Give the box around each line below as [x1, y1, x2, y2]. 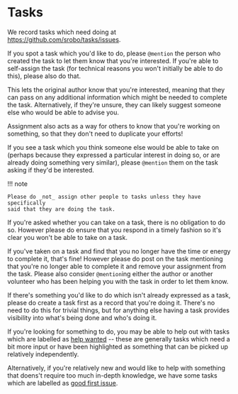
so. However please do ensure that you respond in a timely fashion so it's [7, 225, 222, 234]
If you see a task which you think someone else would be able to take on [7, 143, 220, 151]
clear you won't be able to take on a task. [7, 233, 127, 241]
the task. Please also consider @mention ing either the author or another [7, 269, 214, 278]
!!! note [7, 179, 28, 188]
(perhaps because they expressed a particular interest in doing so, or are [7, 151, 221, 159]
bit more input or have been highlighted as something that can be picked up [7, 342, 229, 351]
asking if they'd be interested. [7, 165, 94, 174]
